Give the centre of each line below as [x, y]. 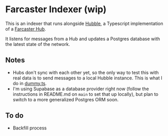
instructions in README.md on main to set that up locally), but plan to [86, 94]
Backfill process [30, 128]
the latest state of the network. [38, 44]
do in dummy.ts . [30, 83]
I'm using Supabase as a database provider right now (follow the [81, 89]
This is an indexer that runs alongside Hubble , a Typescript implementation [84, 23]
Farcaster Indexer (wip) [56, 9]
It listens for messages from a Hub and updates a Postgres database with [83, 39]
